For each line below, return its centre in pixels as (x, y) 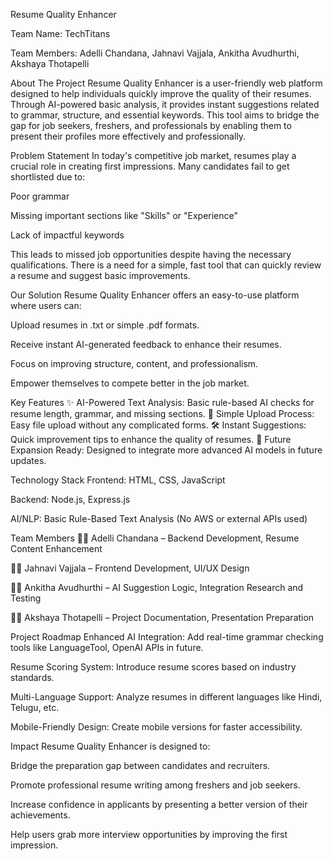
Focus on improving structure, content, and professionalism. (134, 363)
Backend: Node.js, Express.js (70, 499)
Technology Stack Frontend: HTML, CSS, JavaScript (118, 480)
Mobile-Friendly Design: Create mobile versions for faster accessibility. (156, 727)
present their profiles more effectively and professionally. (128, 136)
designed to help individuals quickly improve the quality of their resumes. (161, 93)
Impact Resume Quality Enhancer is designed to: (110, 746)
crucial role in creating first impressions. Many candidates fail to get (150, 166)
